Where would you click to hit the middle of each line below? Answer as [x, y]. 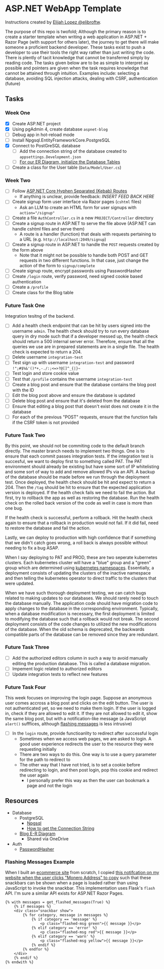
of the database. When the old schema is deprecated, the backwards [75, 629]
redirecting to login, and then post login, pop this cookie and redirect [89, 770]
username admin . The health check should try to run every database [81, 331]
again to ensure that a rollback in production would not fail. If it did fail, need [82, 523]
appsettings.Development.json [50, 157]
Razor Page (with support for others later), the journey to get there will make [82, 42]
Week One [18, 113]
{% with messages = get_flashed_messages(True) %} [58, 902]
